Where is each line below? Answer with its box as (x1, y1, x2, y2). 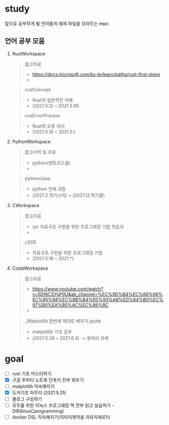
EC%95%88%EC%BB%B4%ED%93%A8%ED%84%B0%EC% (32, 297, 164, 303)
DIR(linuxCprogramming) (12, 408, 64, 414)
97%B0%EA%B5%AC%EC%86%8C (32, 302, 109, 308)
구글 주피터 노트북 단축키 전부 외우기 (12, 377, 84, 383)
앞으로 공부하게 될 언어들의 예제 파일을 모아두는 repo (5, 20, 109, 26)
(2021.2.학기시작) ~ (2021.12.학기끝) (32, 192, 105, 198)
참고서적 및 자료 (24, 149, 56, 155)
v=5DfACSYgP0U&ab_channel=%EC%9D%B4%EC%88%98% (32, 291, 163, 297)
